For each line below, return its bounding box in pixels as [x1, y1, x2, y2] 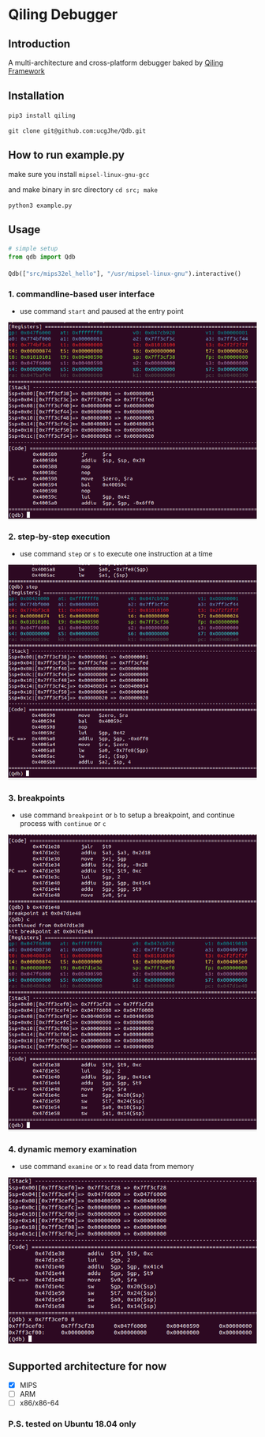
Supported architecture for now [8, 1360, 167, 1373]
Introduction [8, 37, 71, 51]
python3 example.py [8, 202, 73, 209]
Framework [8, 66, 45, 76]
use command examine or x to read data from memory [19, 1162, 195, 1171]
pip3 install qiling [8, 111, 77, 119]
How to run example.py [8, 149, 125, 162]
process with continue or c [19, 819, 106, 828]
